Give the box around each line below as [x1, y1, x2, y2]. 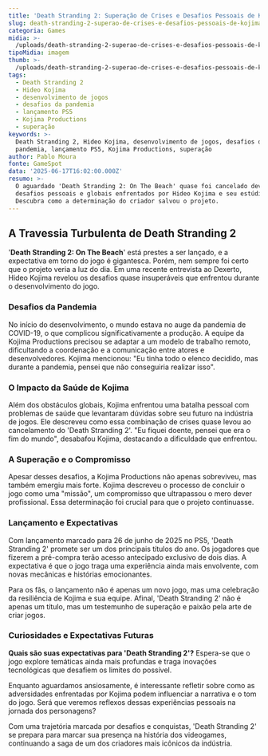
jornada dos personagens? [8, 706, 97, 715]
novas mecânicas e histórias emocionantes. [8, 569, 152, 579]
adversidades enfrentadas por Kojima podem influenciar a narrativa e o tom [8, 689, 257, 699]
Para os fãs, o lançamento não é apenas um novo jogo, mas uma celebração [8, 585, 259, 594]
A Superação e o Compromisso [8, 454, 132, 465]
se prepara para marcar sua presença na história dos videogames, [8, 730, 227, 739]
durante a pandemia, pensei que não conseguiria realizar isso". [8, 362, 215, 372]
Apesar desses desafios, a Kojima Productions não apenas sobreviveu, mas [8, 472, 257, 482]
